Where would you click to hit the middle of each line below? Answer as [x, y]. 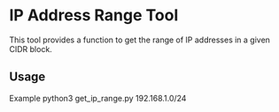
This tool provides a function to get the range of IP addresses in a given [139, 40]
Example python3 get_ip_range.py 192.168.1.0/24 [98, 98]
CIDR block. [31, 49]
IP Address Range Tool [94, 15]
